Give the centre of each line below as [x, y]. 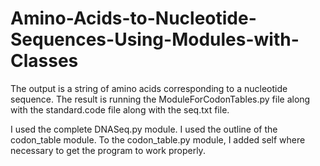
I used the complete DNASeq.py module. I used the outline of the [144, 129]
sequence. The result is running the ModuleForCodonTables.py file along [160, 99]
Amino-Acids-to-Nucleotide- [133, 18]
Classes [44, 61]
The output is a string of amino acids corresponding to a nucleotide [149, 88]
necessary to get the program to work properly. [108, 150]
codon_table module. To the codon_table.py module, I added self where [158, 139]
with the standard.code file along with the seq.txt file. [120, 109]
